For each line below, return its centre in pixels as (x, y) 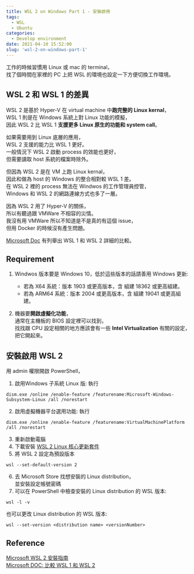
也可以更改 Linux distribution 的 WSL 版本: (57, 514)
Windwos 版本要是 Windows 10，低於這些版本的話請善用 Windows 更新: (101, 274)
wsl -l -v (18, 502)
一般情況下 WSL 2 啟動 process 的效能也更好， (62, 152)
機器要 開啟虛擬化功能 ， (43, 314)
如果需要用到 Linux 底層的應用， (45, 137)
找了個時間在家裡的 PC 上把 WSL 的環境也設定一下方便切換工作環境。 (90, 74)
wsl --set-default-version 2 (42, 465)
